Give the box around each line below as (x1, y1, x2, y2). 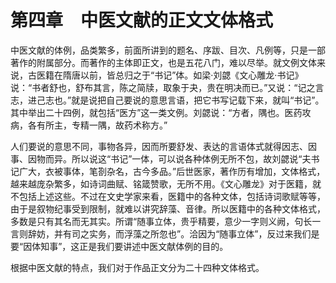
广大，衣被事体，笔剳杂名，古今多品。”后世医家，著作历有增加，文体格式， (18, 165, 326, 177)
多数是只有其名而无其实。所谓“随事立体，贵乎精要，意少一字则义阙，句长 (10, 215, 313, 227)
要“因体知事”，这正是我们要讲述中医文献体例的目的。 (10, 240, 229, 252)
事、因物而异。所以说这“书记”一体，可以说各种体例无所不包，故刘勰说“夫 (10, 152, 312, 165)
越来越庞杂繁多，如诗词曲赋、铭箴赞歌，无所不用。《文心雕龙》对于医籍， (10, 177, 313, 190)
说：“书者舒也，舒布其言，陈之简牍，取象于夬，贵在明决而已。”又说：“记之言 (10, 81, 325, 93)
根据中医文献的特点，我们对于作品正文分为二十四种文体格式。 (10, 261, 265, 273)
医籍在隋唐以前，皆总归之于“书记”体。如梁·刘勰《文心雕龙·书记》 (36, 69, 304, 81)
